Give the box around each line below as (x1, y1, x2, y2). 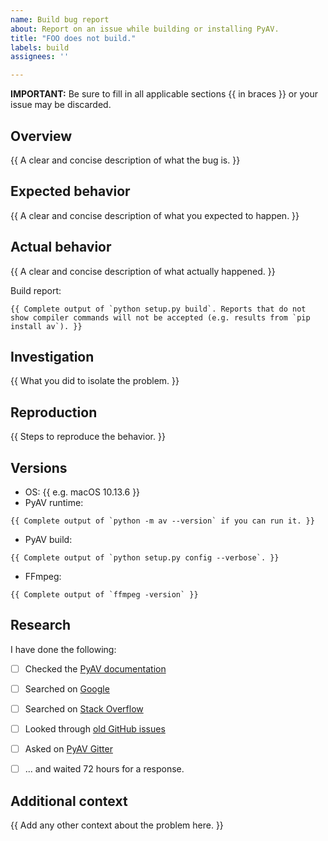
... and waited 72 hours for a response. (24, 763, 185, 775)
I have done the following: (10, 643, 117, 655)
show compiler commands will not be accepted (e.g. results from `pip (10, 312, 311, 323)
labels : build (10, 42, 70, 53)
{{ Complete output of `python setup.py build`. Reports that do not (10, 304, 307, 314)
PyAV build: (24, 534, 73, 545)
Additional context (10, 792, 128, 810)
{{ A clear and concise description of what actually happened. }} (10, 265, 276, 277)
